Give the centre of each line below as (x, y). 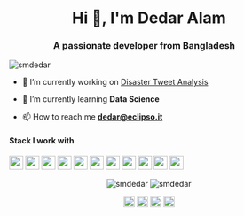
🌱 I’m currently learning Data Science (91, 99)
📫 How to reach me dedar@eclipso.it (92, 117)
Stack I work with (42, 141)
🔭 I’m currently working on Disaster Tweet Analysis (115, 82)
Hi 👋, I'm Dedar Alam (149, 18)
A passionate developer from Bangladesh (144, 46)
